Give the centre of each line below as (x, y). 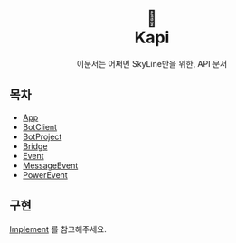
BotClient (39, 126)
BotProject (42, 136)
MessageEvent (50, 165)
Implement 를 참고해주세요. (58, 229)
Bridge (35, 146)
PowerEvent (45, 174)
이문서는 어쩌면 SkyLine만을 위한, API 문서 (152, 63)
